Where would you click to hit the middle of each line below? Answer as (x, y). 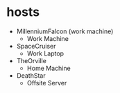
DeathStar (31, 75)
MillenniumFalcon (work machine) (65, 31)
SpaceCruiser (36, 46)
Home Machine (49, 68)
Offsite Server (47, 83)
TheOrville (31, 60)
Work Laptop (45, 53)
